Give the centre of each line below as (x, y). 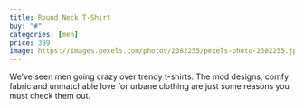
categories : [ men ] (44, 34)
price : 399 (30, 43)
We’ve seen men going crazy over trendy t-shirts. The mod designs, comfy (149, 76)
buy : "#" (26, 26)
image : (22, 51)
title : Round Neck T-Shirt (60, 18)
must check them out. (50, 96)
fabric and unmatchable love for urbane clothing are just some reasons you (149, 86)
